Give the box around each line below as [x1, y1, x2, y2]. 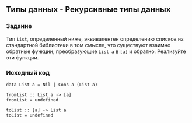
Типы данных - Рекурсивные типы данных [6, 5, 171, 15]
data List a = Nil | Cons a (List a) [6, 82, 98, 87]
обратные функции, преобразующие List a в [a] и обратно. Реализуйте [6, 48, 186, 55]
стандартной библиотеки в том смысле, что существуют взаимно [6, 41, 171, 48]
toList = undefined [6, 112, 54, 118]
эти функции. [6, 54, 39, 61]
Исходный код [6, 68, 50, 76]
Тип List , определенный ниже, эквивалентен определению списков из [6, 35, 184, 43]
